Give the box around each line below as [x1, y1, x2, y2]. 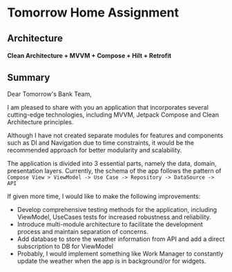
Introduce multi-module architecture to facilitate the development [17, 220, 204, 229]
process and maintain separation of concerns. [17, 227, 148, 235]
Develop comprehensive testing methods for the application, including [17, 205, 217, 213]
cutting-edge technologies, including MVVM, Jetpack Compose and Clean [7, 110, 220, 119]
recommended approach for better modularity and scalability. [7, 146, 182, 154]
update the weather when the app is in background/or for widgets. [17, 257, 206, 265]
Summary [7, 71, 50, 84]
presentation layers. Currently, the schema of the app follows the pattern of [7, 166, 222, 175]
